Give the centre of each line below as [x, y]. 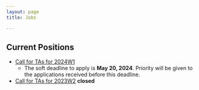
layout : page [23, 12]
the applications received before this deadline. [82, 75]
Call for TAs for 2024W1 [45, 62]
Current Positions [40, 47]
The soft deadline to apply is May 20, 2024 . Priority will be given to [108, 68]
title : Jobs [21, 18]
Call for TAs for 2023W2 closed [55, 81]
